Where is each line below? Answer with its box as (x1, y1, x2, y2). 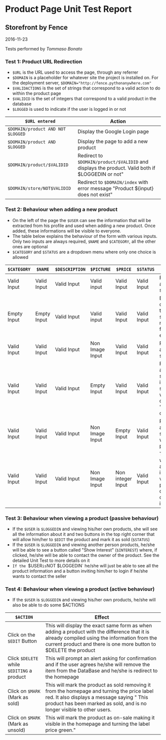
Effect (94, 614, 110, 621)
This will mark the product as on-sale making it (45, 714, 155, 721)
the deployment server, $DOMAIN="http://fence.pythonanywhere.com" (12, 80, 152, 86)
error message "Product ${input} (77, 185, 154, 192)
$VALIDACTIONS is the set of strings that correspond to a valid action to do (12, 85, 161, 91)
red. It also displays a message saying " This (45, 694, 148, 701)
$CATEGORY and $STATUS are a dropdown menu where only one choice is (12, 249, 157, 255)
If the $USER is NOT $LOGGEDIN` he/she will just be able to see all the (12, 562, 159, 568)
